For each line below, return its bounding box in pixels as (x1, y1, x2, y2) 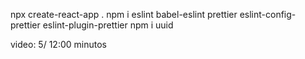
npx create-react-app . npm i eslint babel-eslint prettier (10, 9, 238, 20)
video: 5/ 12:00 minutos (10, 39, 107, 50)
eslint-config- (239, 9, 297, 20)
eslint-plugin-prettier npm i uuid (42, 19, 174, 31)
